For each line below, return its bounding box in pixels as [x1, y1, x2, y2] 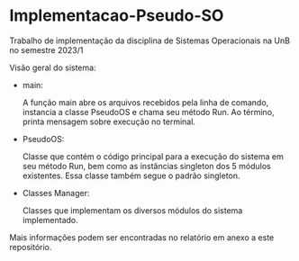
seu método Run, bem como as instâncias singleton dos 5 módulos [22, 160, 272, 171]
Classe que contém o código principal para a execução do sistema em [22, 150, 284, 162]
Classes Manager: [22, 187, 90, 198]
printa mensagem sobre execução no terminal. [22, 116, 196, 127]
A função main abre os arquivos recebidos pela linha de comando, [22, 96, 269, 108]
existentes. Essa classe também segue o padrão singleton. [22, 170, 240, 181]
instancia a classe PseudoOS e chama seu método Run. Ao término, [22, 106, 275, 117]
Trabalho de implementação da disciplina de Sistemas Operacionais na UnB [9, 35, 291, 46]
